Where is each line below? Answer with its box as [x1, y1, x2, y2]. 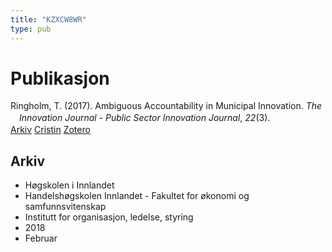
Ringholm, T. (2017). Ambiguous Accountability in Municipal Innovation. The [10, 100, 323, 112]
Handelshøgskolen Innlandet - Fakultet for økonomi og [24, 190, 250, 202]
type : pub [10, 24, 52, 34]
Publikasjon [10, 67, 110, 90]
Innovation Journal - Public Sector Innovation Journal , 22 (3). [19, 112, 271, 124]
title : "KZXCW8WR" [10, 14, 87, 25]
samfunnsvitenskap [24, 201, 107, 213]
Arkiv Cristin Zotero [10, 124, 91, 136]
